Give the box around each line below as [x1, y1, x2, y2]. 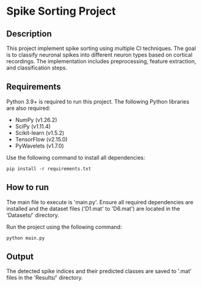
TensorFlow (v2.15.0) [15, 135, 68, 143]
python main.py [6, 235, 45, 241]
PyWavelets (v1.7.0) [15, 142, 64, 149]
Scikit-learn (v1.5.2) [15, 129, 65, 136]
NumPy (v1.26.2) [15, 116, 57, 123]
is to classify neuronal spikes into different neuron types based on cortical [6, 51, 193, 58]
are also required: [6, 104, 51, 112]
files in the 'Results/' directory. [6, 274, 84, 282]
